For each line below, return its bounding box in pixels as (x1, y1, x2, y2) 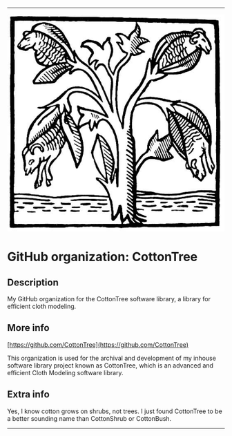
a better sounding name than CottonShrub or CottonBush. (7, 414, 172, 422)
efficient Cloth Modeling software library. (7, 368, 124, 377)
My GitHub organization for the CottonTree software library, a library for (7, 295, 211, 303)
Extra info (7, 388, 50, 401)
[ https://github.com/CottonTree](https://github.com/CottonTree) (7, 340, 188, 349)
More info (7, 322, 50, 334)
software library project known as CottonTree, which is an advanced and (7, 361, 214, 370)
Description (7, 276, 59, 288)
